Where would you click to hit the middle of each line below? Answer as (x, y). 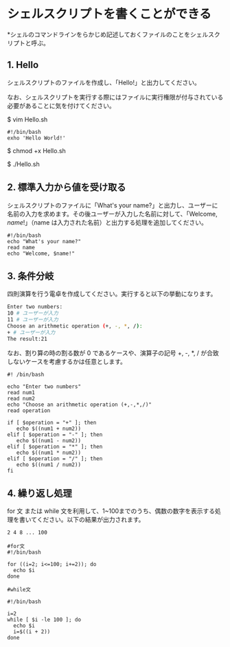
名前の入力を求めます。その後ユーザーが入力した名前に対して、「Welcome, (112, 214)
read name (21, 247)
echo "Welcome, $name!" (41, 253)
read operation (29, 410)
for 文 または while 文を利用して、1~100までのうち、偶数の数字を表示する (111, 511)
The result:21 (27, 339)
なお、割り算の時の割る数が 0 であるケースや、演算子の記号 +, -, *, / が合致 (113, 353)
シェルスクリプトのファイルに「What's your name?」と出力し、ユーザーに (113, 205)
